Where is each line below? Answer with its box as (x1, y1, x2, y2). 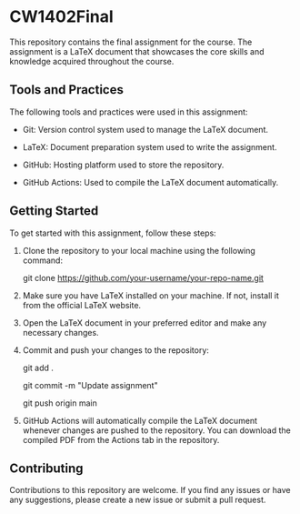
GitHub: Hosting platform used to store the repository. (22, 159, 225, 170)
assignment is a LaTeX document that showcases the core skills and (9, 45, 265, 56)
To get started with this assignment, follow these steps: (9, 227, 216, 238)
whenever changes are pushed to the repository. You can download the (22, 425, 291, 436)
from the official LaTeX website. (22, 299, 142, 310)
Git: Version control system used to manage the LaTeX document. (22, 124, 268, 135)
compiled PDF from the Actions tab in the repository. (22, 434, 220, 445)
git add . (22, 362, 55, 373)
